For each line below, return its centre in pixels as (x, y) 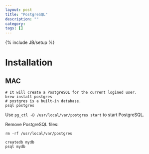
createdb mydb (20, 143)
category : (15, 24)
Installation (29, 63)
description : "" (22, 19)
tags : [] (14, 28)
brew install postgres (29, 97)
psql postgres (20, 106)
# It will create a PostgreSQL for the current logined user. (71, 93)
